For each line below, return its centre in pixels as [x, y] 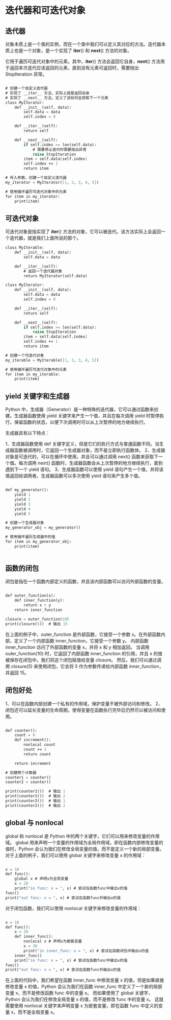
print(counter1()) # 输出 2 [35, 796]
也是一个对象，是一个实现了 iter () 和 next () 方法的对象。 [73, 51]
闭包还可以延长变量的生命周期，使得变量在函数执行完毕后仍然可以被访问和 [83, 710]
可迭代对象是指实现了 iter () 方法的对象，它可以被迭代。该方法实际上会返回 [83, 232]
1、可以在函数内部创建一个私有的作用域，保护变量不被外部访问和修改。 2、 [84, 703]
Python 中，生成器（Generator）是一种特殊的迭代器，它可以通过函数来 [80, 410]
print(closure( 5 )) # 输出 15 [36, 624]
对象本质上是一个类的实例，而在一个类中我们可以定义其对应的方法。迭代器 [83, 44]
